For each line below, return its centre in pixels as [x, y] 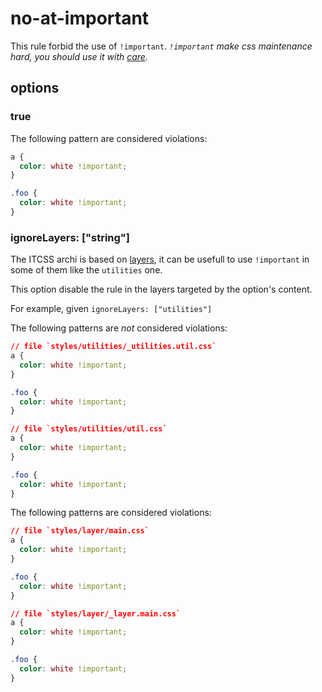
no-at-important [80, 18]
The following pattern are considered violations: [109, 138]
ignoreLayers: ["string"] [70, 237]
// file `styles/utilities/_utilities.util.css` [113, 347]
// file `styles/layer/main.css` [80, 531]
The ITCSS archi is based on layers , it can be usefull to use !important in [160, 259]
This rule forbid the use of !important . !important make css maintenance [161, 46]
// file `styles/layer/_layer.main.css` [96, 613]
